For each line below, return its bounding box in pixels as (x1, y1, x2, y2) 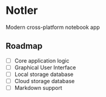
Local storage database (14, 70, 74, 78)
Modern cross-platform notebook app (5, 23, 101, 31)
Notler (5, 4, 38, 17)
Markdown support (14, 84, 62, 91)
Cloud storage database (14, 77, 75, 84)
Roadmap (5, 41, 43, 51)
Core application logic (14, 57, 70, 64)
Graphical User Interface (14, 64, 76, 71)
